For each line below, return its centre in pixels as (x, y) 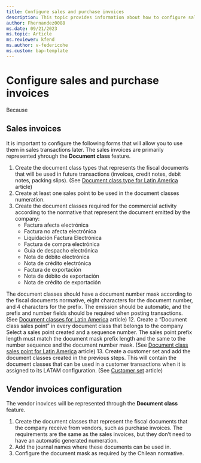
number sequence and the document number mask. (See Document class (97, 345)
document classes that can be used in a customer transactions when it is (96, 364)
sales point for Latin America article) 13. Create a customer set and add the (98, 351)
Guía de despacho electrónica (61, 250)
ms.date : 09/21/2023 (32, 28)
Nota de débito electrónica (57, 257)
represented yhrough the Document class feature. (68, 156)
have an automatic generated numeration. (66, 441)
